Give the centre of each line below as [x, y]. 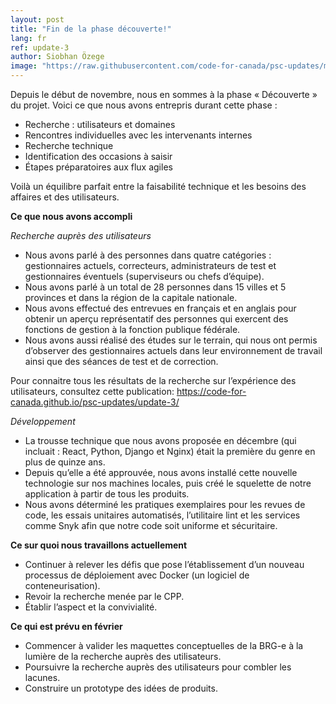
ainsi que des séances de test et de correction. [121, 361]
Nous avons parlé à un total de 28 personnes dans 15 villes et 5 [155, 287]
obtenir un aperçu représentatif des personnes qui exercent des [156, 319]
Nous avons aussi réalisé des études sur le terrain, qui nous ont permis [171, 340]
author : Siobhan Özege [57, 57]
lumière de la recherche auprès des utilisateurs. [123, 656]
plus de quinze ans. [65, 462]
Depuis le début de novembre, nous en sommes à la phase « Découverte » [164, 94]
